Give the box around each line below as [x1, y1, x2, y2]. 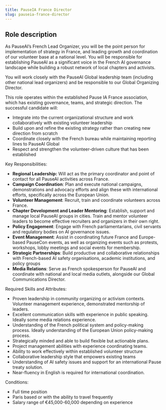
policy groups [12, 260, 41, 266]
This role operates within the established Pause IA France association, [5, 94, 149, 100]
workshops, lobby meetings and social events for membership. [12, 245, 141, 251]
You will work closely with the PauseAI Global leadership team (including [5, 74, 154, 80]
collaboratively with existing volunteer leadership [12, 120, 112, 126]
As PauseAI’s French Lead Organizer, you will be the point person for [5, 43, 145, 50]
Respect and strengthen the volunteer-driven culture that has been [12, 146, 149, 152]
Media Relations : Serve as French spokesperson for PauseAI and [12, 266, 146, 272]
